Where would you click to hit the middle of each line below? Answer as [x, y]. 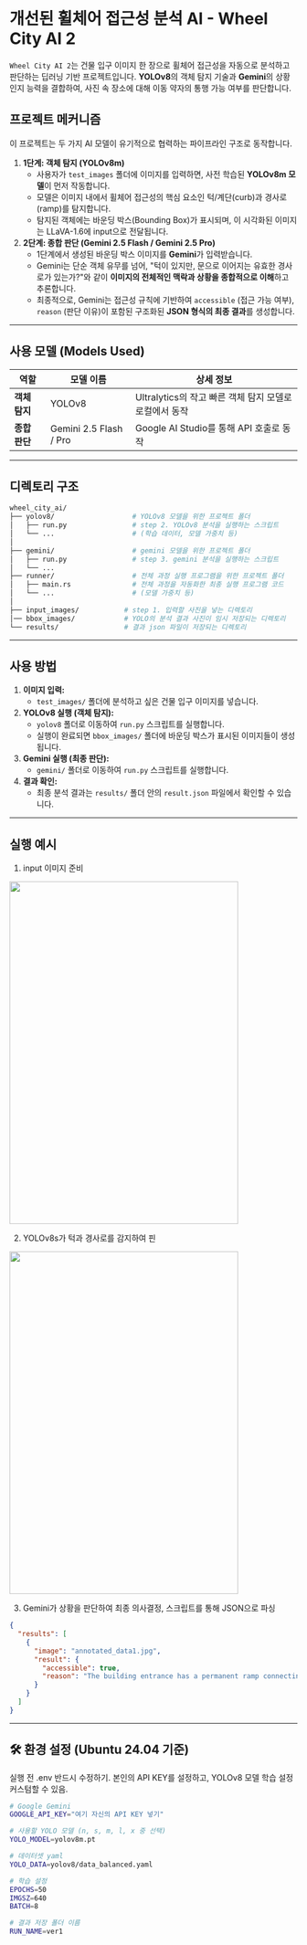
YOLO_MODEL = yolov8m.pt [53, 1840]
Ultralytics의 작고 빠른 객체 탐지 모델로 [214, 396]
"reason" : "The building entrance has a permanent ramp [151, 1676]
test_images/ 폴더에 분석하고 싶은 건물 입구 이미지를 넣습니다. [147, 702]
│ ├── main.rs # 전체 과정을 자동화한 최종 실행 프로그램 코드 [147, 585]
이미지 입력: [44, 690]
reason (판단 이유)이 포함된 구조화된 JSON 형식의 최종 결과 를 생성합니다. [165, 311]
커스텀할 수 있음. [39, 1789]
